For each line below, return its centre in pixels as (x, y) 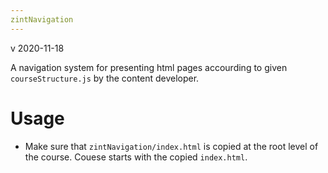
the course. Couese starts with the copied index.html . (136, 157)
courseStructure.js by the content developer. (105, 78)
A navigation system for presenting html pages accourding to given (149, 67)
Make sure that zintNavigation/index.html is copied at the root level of (171, 146)
